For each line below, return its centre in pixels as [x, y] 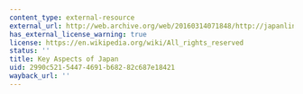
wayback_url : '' [40, 76]
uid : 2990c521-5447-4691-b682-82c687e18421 [92, 68]
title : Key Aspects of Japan [64, 59]
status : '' [30, 51]
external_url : [36, 26]
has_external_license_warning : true [78, 34]
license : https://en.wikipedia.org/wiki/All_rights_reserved [127, 43]
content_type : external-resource [72, 17]
